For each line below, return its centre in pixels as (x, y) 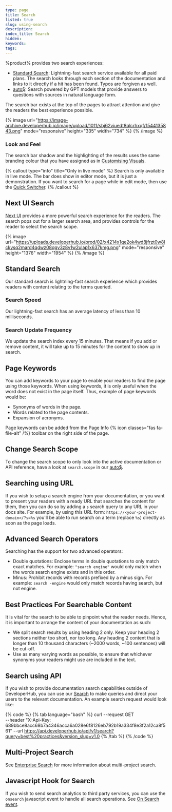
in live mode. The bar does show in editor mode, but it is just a (71, 176)
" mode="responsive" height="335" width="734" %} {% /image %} (92, 131)
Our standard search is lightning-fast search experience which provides (81, 281)
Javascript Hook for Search (50, 781)
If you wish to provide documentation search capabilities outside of (77, 688)
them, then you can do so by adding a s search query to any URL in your (82, 507)
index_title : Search (27, 34)
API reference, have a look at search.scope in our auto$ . (64, 467)
